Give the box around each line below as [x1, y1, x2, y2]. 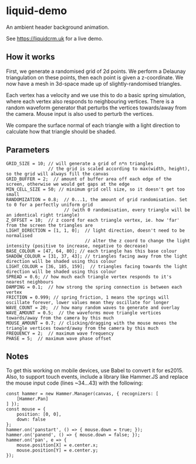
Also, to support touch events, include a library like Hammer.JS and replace [6, 373, 188, 380]
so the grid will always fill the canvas [6, 171, 109, 177]
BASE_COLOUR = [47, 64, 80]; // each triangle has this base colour [6, 248, 177, 254]
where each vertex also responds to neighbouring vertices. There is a [6, 98, 174, 105]
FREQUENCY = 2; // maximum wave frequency [6, 331, 114, 336]
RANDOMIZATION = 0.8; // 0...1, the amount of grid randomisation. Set [6, 196, 188, 202]
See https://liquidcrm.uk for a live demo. [6, 35, 104, 42]
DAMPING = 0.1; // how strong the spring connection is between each [6, 284, 183, 290]
